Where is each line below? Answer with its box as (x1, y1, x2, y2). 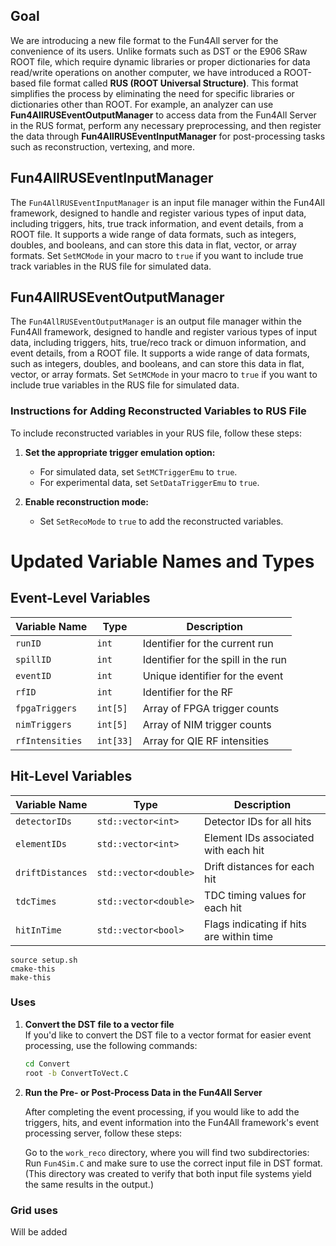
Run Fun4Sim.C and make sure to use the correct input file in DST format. (24, 1157, 323, 1169)
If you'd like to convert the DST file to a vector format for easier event (24, 1029, 312, 1041)
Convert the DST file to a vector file (24, 1018, 175, 1030)
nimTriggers (15, 719, 73, 730)
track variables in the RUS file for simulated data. (10, 260, 212, 272)
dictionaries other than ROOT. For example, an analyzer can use (10, 98, 274, 110)
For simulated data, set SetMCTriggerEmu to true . (39, 465, 238, 478)
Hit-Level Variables (10, 768, 133, 785)
